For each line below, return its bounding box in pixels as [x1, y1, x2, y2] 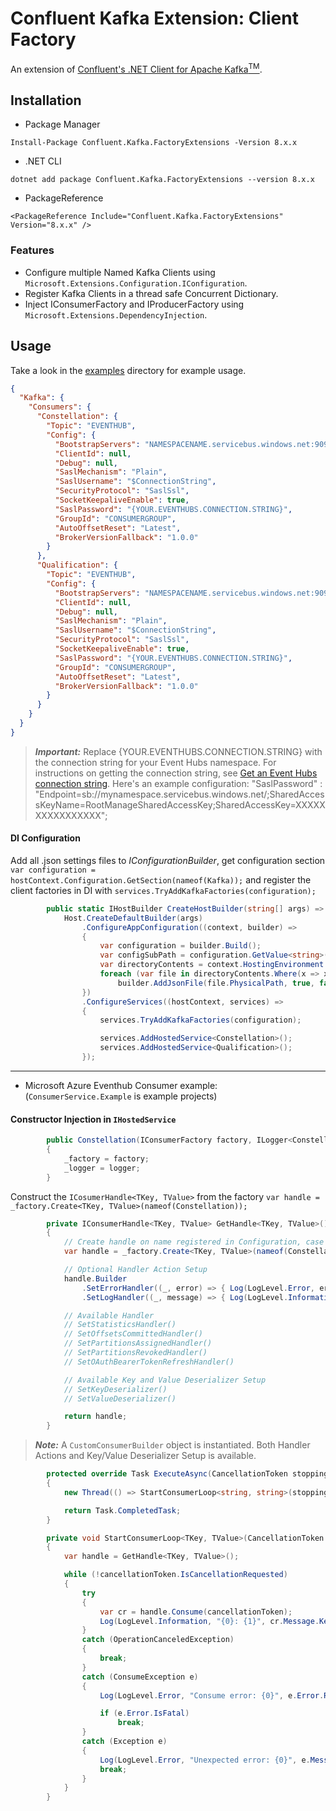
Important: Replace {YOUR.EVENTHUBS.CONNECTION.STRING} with [34, 745, 323, 757]
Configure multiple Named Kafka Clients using [24, 266, 216, 278]
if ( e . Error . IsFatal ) [99, 1708, 190, 1719]
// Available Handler [63, 1310, 155, 1321]
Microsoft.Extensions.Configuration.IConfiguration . [24, 277, 248, 289]
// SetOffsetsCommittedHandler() [63, 1329, 203, 1339]
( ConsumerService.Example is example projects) [24, 1090, 218, 1102]
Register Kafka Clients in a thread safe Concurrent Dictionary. [24, 287, 279, 299]
